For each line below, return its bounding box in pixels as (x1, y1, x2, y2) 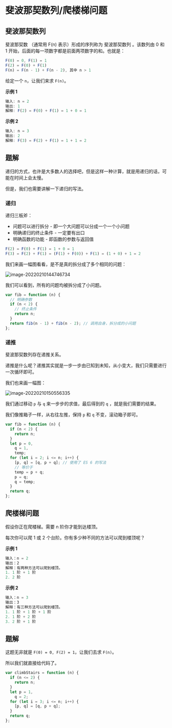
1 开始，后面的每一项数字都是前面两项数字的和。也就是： (5, 48, 125, 54)
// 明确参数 (10, 297, 32, 302)
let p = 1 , (10, 689, 33, 695)
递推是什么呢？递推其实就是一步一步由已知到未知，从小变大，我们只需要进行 (5, 362, 167, 369)
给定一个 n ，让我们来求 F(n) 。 (5, 78, 69, 84)
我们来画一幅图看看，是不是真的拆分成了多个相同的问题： (5, 261, 126, 267)
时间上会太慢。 (14, 174, 46, 180)
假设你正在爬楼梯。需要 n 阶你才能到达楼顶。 (5, 523, 101, 530)
